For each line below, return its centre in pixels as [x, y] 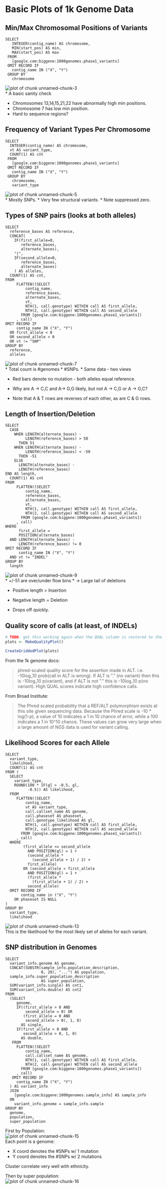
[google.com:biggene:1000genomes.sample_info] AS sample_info [80, 1095]
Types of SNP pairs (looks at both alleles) [71, 216]
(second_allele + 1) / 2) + [61, 860]
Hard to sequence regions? [40, 114]
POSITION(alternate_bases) [46, 536]
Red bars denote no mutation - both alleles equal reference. [74, 379]
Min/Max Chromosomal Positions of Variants [76, 28]
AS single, [32, 1025]
